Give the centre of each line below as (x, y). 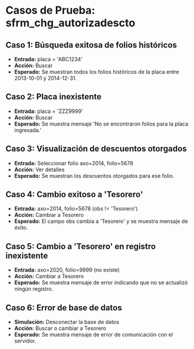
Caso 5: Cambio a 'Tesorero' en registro (81, 246)
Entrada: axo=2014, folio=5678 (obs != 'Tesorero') (76, 209)
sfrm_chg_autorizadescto (71, 23)
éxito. (21, 228)
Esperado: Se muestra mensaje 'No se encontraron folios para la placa (101, 124)
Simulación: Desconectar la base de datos (67, 322)
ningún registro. (34, 289)
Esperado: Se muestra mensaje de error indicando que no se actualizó (101, 282)
